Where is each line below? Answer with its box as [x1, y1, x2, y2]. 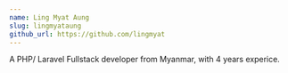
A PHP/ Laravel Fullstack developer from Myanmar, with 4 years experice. [9, 54, 281, 65]
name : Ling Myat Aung [9, 12, 90, 22]
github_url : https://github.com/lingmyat [9, 29, 166, 38]
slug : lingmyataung [9, 21, 82, 30]
